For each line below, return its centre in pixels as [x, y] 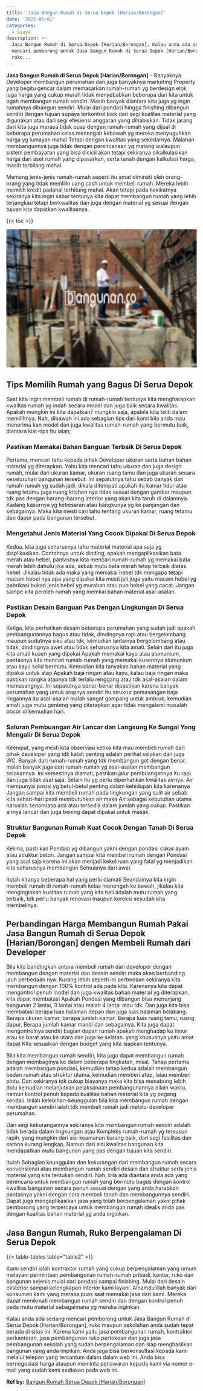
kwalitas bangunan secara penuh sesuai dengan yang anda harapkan [93, 1188]
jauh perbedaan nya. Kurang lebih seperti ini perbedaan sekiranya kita [93, 980]
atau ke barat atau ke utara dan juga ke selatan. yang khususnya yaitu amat [100, 1038]
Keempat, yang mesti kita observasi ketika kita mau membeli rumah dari [96, 748]
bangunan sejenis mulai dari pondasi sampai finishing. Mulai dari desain [96, 1282]
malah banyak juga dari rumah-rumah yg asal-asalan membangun [88, 767]
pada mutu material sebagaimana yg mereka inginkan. [74, 1307]
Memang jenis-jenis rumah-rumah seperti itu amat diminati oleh [85, 177]
